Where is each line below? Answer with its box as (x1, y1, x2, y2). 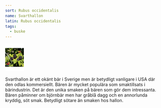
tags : (5, 24, 16, 29)
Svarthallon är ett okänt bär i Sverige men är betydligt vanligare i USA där (5, 76, 156, 82)
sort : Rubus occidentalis (5, 8, 59, 13)
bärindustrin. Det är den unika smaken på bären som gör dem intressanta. (5, 87, 157, 93)
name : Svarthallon (5, 13, 43, 18)
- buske (9, 29, 26, 34)
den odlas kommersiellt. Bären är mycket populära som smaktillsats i (5, 82, 146, 87)
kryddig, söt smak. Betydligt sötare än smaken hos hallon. (5, 98, 123, 103)
